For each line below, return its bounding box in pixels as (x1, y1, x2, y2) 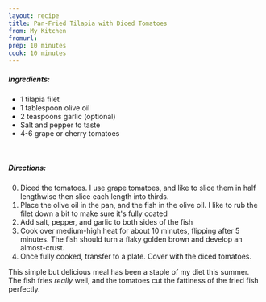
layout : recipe (8, 11, 60, 20)
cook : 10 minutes (8, 49, 67, 57)
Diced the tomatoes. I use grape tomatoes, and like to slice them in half (19, 183, 256, 192)
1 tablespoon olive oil (19, 102, 90, 113)
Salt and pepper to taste (19, 120, 101, 130)
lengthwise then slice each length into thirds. (19, 191, 169, 201)
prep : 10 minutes (8, 42, 67, 50)
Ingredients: (8, 74, 51, 84)
